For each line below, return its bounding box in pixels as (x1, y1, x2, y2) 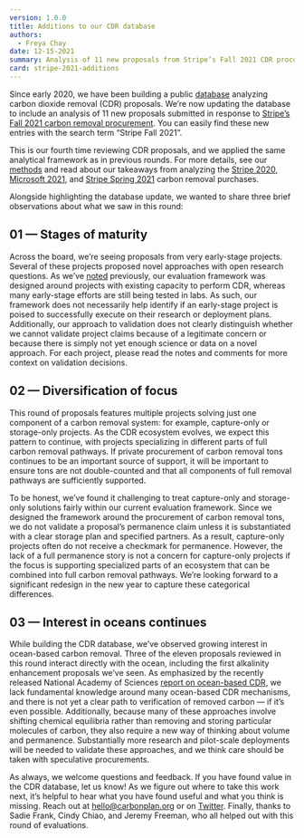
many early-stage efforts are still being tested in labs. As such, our (9, 289, 258, 300)
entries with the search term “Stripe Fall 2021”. (9, 127, 183, 138)
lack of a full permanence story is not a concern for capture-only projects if (9, 550, 291, 561)
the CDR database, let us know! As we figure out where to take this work (9, 781, 280, 793)
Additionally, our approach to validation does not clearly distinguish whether (9, 318, 294, 329)
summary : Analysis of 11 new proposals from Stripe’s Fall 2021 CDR (9, 55, 273, 64)
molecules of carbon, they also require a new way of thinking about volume (9, 726, 290, 737)
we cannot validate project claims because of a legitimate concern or (9, 328, 267, 339)
